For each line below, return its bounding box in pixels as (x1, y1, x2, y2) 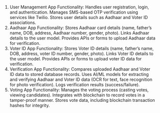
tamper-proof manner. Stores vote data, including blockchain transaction (9, 97, 155, 103)
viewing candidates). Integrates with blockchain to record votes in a (9, 92, 145, 98)
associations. (9, 19, 36, 25)
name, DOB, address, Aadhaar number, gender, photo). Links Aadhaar (9, 30, 149, 36)
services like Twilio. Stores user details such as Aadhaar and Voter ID (9, 15, 148, 20)
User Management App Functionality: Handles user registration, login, (9, 4, 149, 10)
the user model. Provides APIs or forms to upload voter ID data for (9, 56, 142, 61)
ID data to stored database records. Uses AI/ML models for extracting (9, 72, 149, 77)
